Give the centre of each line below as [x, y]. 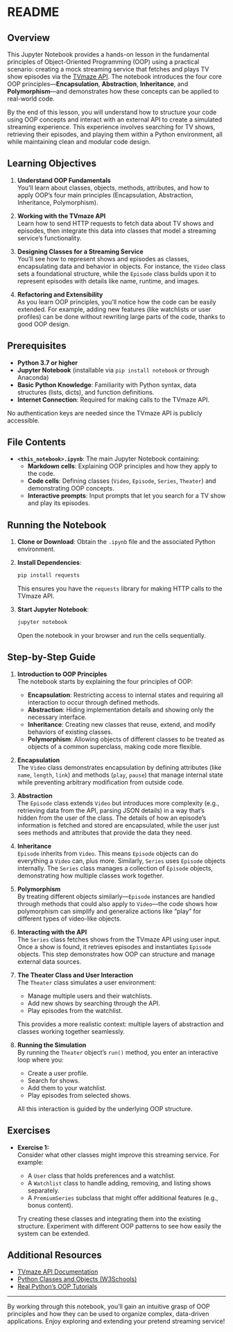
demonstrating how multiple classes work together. [90, 875]
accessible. [24, 420]
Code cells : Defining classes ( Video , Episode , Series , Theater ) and [122, 481]
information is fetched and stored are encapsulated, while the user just [118, 825]
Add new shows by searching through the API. [94, 1003]
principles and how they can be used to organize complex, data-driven [108, 1314]
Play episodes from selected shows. [79, 1095]
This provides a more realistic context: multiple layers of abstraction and [120, 1024]
